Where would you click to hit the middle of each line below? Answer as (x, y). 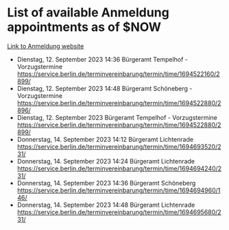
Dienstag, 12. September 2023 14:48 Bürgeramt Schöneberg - (105, 88)
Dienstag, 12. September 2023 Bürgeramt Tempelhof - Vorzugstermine (117, 117)
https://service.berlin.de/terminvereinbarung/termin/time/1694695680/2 (119, 212)
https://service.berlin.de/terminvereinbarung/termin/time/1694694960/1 (119, 190)
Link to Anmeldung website (46, 46)
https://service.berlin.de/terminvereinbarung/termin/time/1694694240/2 (119, 168)
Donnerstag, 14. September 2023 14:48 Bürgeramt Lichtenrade (106, 205)
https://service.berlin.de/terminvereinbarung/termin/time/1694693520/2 (119, 146)
